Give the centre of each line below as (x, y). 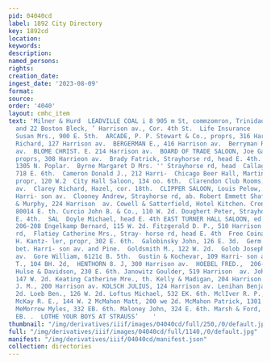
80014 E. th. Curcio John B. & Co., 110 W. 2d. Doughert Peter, (126, 211)
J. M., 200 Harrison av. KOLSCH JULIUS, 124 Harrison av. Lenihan (129, 287)
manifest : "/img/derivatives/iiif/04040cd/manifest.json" (108, 339)
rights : (21, 69)
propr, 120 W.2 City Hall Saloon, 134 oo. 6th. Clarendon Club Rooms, (140, 181)
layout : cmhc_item (39, 114)
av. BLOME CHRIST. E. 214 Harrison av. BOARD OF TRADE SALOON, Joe (135, 151)
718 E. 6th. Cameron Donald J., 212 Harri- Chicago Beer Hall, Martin (140, 174)
